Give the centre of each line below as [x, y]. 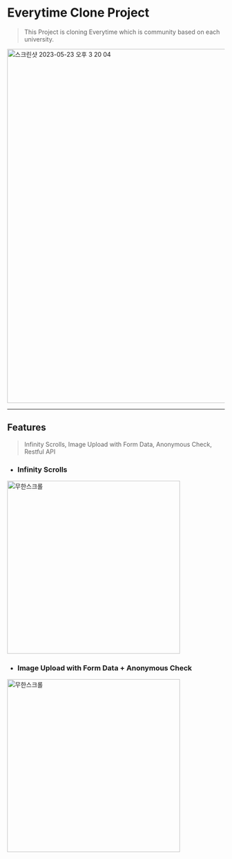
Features [27, 428]
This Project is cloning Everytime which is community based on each [122, 32]
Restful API [40, 452]
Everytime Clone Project [78, 13]
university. [39, 39]
